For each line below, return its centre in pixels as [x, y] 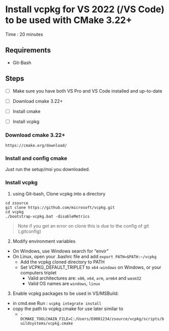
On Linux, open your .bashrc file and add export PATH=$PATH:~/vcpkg [84, 256]
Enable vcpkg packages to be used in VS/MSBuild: [66, 293]
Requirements [28, 50]
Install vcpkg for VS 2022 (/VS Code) [85, 9]
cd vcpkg [15, 212]
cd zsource [17, 203]
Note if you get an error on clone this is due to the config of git [83, 226]
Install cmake [26, 111]
